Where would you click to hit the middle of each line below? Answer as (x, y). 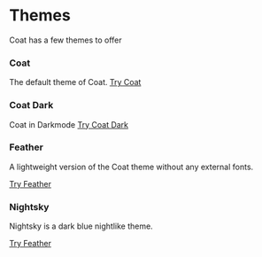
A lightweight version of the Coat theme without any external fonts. (131, 167)
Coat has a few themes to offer (65, 40)
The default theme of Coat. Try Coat (75, 82)
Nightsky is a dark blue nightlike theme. (81, 226)
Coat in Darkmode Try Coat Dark (69, 124)
